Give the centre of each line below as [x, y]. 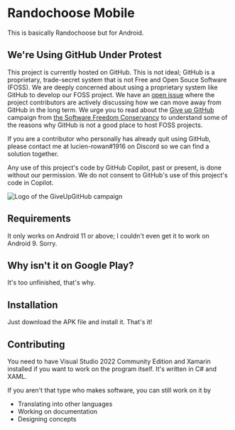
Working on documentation [58, 412]
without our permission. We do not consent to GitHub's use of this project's [118, 175]
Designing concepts [47, 419]
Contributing [36, 344]
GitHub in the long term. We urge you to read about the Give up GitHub [111, 110]
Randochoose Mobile [71, 13]
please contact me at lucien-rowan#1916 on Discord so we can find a [108, 146]
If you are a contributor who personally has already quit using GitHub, [109, 138]
